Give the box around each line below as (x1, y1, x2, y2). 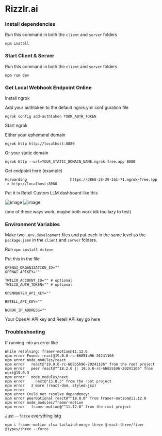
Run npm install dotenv (5, 246, 53, 252)
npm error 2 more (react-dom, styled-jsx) (5, 383, 97, 388)
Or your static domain (5, 150, 49, 156)
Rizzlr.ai (5, 3, 38, 15)
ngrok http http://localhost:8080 (5, 141, 75, 146)
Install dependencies (5, 21, 56, 28)
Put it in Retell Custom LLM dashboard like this (5, 190, 98, 196)
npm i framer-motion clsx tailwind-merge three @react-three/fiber (5, 422, 145, 427)
